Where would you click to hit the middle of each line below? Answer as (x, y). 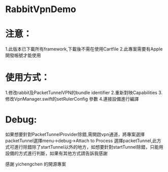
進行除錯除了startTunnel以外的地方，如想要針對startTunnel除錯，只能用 (89, 147)
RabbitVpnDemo (41, 9)
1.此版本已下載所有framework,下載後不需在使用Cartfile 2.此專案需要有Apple (84, 49)
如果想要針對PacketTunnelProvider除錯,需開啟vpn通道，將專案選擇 (75, 134)
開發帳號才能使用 (23, 55)
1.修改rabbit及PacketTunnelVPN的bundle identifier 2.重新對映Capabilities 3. (84, 93)
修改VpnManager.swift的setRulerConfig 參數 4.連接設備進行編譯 (72, 99)
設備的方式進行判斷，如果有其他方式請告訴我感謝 (56, 153)
